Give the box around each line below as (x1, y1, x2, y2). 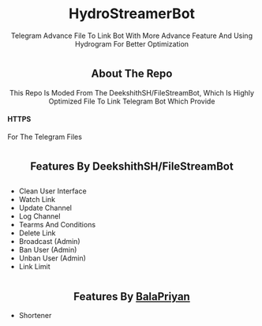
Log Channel (18, 212, 61, 221)
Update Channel (18, 203, 73, 213)
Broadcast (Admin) (18, 237, 80, 246)
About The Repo (91, 67, 173, 81)
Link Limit (18, 262, 51, 272)
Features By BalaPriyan (73, 290, 190, 303)
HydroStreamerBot (69, 5, 195, 23)
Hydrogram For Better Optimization (74, 39, 189, 48)
